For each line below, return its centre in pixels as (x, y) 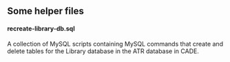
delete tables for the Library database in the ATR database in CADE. (103, 51)
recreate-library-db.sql (41, 28)
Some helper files (46, 11)
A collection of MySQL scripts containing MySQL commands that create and (115, 44)
